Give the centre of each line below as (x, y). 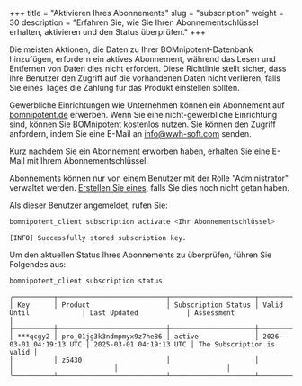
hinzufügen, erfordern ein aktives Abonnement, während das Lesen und (142, 59)
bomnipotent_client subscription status (86, 281)
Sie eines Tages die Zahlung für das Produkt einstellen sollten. (124, 88)
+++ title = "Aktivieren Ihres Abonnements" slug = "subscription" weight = (147, 13)
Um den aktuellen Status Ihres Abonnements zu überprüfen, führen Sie (141, 255)
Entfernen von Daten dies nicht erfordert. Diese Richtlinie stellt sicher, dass (148, 68)
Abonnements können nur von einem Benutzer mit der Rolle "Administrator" (149, 178)
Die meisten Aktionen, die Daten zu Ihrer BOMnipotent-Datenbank (131, 49)
